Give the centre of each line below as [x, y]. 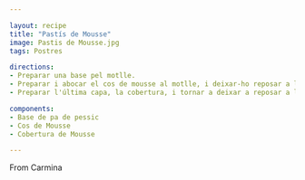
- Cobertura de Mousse [52, 134]
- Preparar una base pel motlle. [73, 76]
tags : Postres [36, 51]
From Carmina [36, 167]
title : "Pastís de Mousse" [60, 34]
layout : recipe [38, 25]
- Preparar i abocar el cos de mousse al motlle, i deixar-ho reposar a [150, 84]
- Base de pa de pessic [54, 117]
